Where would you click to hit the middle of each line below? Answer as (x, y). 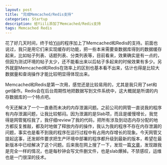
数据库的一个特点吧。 (31, 97)
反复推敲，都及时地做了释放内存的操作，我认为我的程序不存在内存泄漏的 (88, 126)
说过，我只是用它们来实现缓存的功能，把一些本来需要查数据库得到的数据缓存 (83, 49)
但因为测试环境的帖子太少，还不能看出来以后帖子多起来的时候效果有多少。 (81, 62)
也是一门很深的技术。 (27, 158)
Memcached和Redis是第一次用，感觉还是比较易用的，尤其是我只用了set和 (81, 84)
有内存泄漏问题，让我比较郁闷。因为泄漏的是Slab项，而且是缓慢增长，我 (79, 114)
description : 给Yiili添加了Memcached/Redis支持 (53, 24)
